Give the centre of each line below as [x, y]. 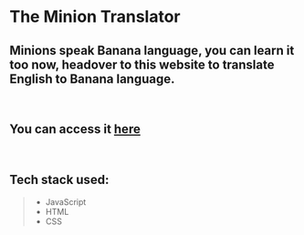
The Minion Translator [95, 17]
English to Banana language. [92, 79]
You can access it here [75, 129]
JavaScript [66, 201]
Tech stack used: [59, 180]
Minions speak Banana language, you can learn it [152, 51]
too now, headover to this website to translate [142, 64]
